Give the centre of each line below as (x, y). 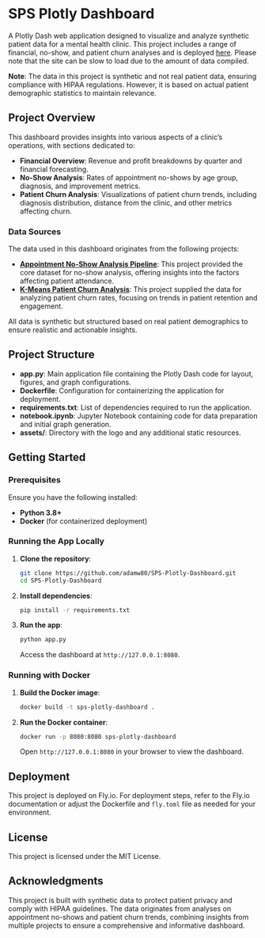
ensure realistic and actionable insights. (73, 330)
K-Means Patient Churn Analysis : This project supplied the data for (131, 289)
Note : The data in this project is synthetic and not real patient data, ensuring (132, 76)
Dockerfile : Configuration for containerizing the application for (122, 390)
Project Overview (52, 118)
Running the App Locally (57, 541)
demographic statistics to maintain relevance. (82, 93)
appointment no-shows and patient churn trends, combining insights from (129, 917)
